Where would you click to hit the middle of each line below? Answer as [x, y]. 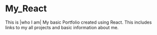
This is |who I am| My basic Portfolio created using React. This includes [78, 22]
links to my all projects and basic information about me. [62, 27]
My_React [26, 9]
